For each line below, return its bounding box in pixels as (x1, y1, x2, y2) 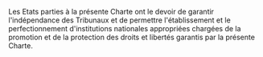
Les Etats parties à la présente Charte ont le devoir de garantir (8, 7, 215, 16)
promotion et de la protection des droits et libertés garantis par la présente (8, 32, 256, 42)
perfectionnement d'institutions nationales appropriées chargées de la (8, 24, 241, 33)
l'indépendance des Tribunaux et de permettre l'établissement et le (8, 15, 231, 25)
